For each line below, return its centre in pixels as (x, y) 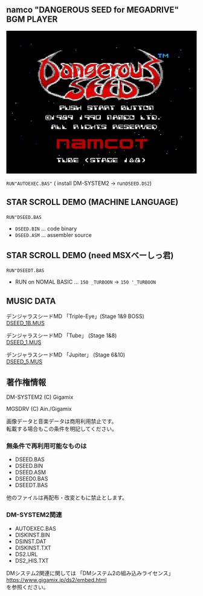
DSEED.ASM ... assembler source (53, 235)
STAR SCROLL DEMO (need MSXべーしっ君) (90, 255)
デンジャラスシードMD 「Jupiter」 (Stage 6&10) (66, 355)
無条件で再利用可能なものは (47, 445)
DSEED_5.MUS (24, 361)
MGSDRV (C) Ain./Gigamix (39, 409)
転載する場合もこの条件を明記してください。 (62, 429)
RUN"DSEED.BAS (24, 217)
